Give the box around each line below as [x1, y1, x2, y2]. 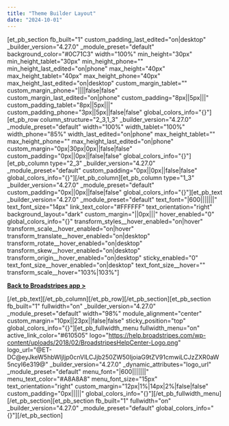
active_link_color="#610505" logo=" [7, 331, 109, 339]
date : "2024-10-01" [7, 16, 63, 23]
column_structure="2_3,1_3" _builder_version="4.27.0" [40, 115, 191, 123]
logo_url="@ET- [7, 345, 53, 353]
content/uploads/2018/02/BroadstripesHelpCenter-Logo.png [7, 338, 178, 347]
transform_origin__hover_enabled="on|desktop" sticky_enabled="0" [7, 253, 198, 262]
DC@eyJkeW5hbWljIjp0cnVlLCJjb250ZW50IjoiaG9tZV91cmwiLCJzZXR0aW [7, 353, 219, 361]
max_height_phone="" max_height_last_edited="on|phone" [7, 137, 174, 145]
